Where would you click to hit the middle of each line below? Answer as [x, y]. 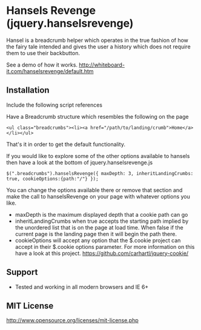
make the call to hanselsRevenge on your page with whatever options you [98, 196]
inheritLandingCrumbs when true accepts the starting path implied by [102, 221]
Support [22, 272]
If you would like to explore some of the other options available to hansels [98, 156]
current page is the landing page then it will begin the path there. [96, 234]
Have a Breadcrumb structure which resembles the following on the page [97, 116]
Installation [28, 91]
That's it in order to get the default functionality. [66, 144]
